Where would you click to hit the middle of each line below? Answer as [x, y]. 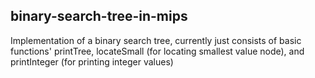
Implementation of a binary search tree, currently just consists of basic [156, 40]
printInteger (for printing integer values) [92, 61]
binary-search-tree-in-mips [99, 16]
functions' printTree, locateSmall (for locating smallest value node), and [157, 51]
